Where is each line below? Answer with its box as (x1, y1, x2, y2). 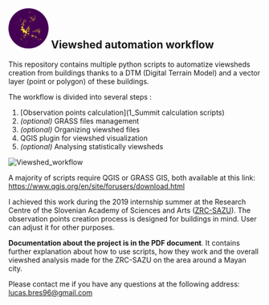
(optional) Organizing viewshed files (19, 124, 141, 134)
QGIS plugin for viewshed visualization (19, 133, 149, 143)
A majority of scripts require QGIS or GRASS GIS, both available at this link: (8, 173, 255, 182)
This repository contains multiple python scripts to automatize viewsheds (8, 59, 251, 69)
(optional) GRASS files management (19, 116, 140, 125)
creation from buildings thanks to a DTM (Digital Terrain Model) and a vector (8, 67, 261, 77)
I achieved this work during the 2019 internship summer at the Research (8, 197, 247, 206)
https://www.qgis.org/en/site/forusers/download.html (8, 181, 185, 191)
